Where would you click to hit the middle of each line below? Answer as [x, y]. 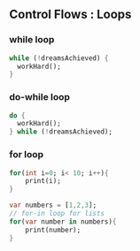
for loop [27, 155]
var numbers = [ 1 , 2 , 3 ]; [53, 205]
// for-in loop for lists [57, 214]
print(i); [43, 181]
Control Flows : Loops [70, 15]
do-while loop [40, 97]
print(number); [53, 230]
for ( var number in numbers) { [63, 221]
